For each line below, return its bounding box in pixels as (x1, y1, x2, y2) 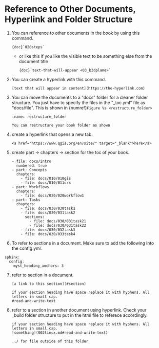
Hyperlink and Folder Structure (4, 14, 133, 25)
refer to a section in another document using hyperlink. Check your (11, 307, 147, 313)
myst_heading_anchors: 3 (13, 263, 64, 268)
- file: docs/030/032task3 (20, 227, 76, 232)
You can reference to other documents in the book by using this (11, 30, 140, 36)
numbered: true (16, 163, 47, 168)
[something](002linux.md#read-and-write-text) (11, 330, 108, 335)
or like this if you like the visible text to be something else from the (19, 53, 152, 59)
